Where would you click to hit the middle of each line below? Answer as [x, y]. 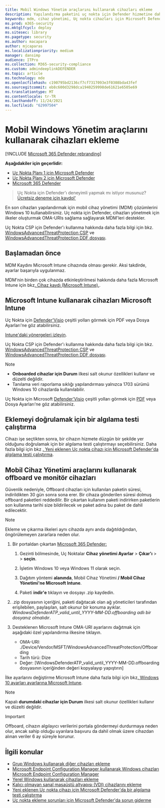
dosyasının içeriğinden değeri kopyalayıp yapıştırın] [71, 668]
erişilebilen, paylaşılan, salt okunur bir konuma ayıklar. [67, 607]
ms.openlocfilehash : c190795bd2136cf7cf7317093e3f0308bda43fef [71, 82]
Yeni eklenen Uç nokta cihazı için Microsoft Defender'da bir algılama [81, 790]
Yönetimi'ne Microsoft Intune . [51, 583]
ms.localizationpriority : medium [39, 51]
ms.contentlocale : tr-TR [30, 96]
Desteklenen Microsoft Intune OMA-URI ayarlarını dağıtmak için [76, 627]
